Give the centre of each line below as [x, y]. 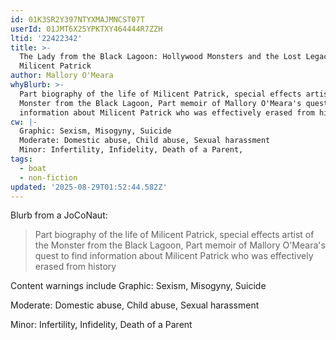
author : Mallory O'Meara [62, 76]
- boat [33, 168]
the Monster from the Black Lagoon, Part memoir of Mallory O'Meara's [180, 245]
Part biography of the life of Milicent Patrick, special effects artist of [174, 235]
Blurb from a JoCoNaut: [59, 215]
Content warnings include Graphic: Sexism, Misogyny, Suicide [138, 286]
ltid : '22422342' [46, 38]
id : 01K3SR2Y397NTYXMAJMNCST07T [77, 19]
